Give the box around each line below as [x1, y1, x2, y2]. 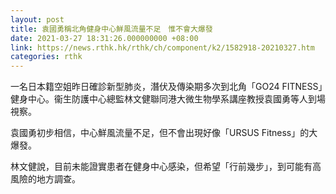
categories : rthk [10, 52, 83, 62]
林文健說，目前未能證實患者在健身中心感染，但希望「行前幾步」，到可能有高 [10, 161, 322, 173]
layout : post [10, 14, 65, 25]
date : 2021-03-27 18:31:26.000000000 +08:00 [10, 33, 199, 43]
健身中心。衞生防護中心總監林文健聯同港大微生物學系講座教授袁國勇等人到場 [10, 93, 326, 105]
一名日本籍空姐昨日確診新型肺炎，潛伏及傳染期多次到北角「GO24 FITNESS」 [10, 81, 323, 93]
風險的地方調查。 [10, 173, 81, 185]
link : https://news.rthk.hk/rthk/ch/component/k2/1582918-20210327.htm [10, 42, 315, 53]
